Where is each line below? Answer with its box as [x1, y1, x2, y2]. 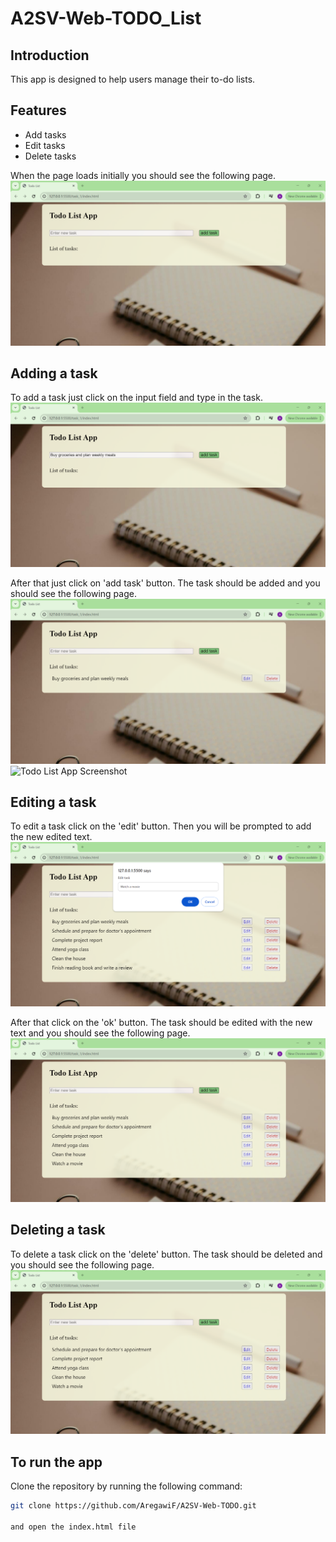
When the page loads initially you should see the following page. [10, 169, 277, 181]
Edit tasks [24, 139, 66, 151]
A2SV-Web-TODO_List [10, 7, 202, 30]
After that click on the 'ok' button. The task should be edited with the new [10, 1016, 313, 1028]
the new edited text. [10, 831, 93, 843]
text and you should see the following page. [10, 1027, 191, 1039]
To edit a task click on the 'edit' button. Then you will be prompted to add [10, 820, 312, 832]
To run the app [10, 1453, 103, 1471]
